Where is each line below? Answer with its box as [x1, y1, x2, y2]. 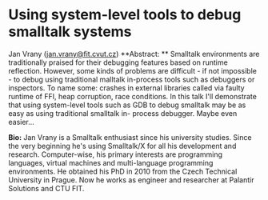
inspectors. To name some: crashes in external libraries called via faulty [8, 82, 246, 93]
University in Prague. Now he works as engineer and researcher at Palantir [8, 174, 254, 185]
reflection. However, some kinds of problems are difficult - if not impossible [8, 66, 258, 75]
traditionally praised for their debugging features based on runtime [8, 58, 228, 67]
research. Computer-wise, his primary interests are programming [8, 150, 222, 159]
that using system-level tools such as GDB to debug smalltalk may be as [8, 100, 246, 110]
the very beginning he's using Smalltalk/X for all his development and [8, 141, 237, 150]
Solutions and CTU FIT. [8, 183, 85, 193]
